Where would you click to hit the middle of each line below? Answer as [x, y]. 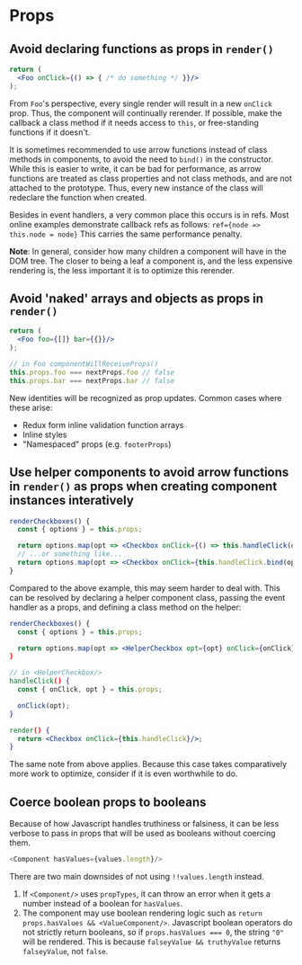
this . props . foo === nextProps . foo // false [92, 372]
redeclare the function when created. [78, 197]
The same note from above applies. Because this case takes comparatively [148, 764]
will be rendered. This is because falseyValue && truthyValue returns [151, 942]
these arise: [31, 407]
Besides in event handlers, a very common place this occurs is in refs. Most [149, 214]
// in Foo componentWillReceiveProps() [84, 364]
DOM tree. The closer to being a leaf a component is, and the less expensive [151, 261]
